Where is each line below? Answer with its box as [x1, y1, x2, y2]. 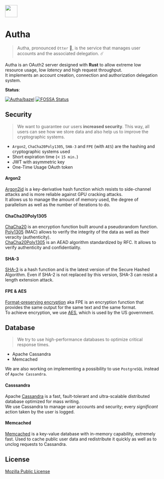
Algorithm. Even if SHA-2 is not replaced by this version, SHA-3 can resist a [5, 272, 158, 278]
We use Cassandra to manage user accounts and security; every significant [5, 403, 158, 410]
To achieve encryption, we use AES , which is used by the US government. [5, 309, 154, 315]
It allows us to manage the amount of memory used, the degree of [5, 196, 139, 202]
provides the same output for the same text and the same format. [5, 304, 137, 310]
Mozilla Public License [5, 468, 50, 474]
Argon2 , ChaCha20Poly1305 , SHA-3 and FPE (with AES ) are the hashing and [12, 143, 155, 149]
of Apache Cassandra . [5, 371, 47, 377]
